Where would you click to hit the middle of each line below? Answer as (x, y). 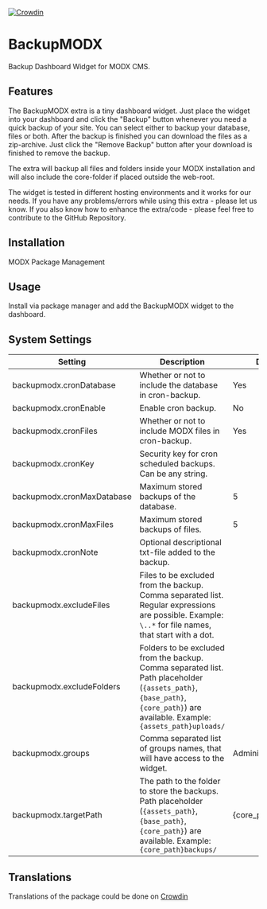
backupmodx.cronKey (53, 464)
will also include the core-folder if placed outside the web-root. (112, 177)
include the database (179, 385)
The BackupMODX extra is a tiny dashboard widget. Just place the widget (129, 111)
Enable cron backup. (178, 408)
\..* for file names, (176, 625)
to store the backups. (179, 791)
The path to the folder (180, 782)
